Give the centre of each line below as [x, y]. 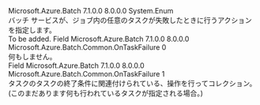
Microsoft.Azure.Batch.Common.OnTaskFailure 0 [87, 47]
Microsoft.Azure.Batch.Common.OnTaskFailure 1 [87, 74]
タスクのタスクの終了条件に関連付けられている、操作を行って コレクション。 [132, 83]
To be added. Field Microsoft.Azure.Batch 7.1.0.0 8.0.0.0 [99, 39]
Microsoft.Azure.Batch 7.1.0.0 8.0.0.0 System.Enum [91, 11]
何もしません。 [32, 56]
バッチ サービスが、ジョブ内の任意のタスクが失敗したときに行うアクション [130, 20]
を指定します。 [32, 30]
